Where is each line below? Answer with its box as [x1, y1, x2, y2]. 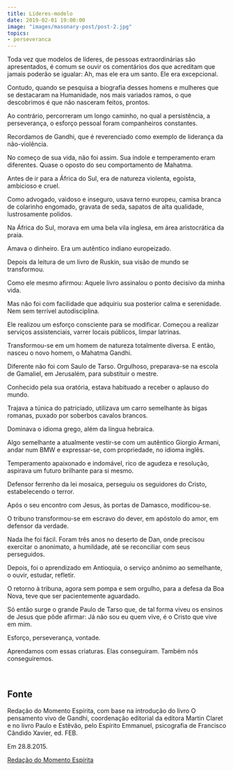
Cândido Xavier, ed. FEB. [7, 729, 79, 737]
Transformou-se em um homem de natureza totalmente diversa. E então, [7, 342, 216, 350]
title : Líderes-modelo [7, 10, 73, 17]
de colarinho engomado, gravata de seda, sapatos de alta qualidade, [7, 202, 204, 211]
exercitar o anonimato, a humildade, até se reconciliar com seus [7, 543, 191, 551]
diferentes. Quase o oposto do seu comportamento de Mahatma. [7, 161, 193, 169]
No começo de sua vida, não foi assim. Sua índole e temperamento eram [7, 154, 216, 162]
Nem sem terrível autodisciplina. [7, 307, 99, 315]
